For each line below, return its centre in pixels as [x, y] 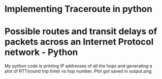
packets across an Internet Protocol [79, 42]
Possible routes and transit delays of [81, 32]
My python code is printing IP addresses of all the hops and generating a [78, 66]
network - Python [41, 52]
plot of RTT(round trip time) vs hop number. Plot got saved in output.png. [79, 71]
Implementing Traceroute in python [79, 9]
